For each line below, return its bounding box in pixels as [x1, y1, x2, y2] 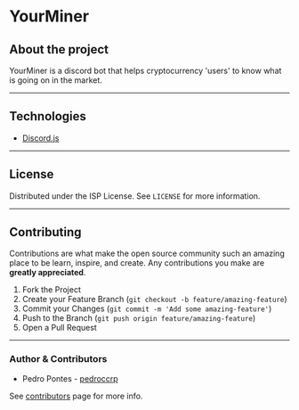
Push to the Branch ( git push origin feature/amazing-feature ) [21, 313, 256, 324]
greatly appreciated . [9, 267, 86, 278]
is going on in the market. [9, 75, 102, 86]
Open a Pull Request [21, 323, 98, 333]
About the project [9, 42, 109, 57]
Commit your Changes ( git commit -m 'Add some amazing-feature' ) [21, 303, 272, 314]
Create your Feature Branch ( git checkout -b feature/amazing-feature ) [21, 294, 287, 305]
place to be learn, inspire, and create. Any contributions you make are [9, 258, 265, 268]
